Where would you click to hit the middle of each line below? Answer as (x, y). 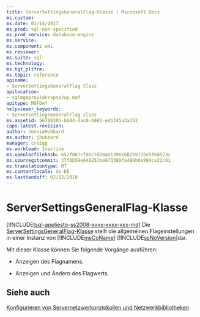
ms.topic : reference (33, 75)
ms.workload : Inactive (35, 149)
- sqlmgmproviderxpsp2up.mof (43, 97)
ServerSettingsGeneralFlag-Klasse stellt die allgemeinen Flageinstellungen (100, 231)
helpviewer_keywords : (34, 109)
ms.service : (21, 40)
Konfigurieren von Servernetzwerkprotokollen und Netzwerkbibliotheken (98, 307)
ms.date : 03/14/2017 (33, 23)
